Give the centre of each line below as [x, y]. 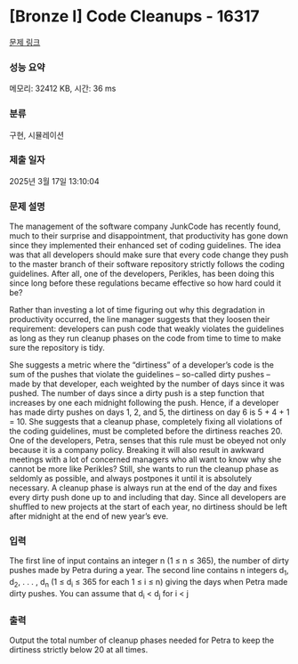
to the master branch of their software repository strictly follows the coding [147, 264]
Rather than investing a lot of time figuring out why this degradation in [137, 310]
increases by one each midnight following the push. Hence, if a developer [144, 403]
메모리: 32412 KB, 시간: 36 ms [63, 89]
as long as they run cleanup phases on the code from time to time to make [145, 338]
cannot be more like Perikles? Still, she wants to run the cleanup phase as [144, 469]
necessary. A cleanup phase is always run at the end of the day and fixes [143, 488]
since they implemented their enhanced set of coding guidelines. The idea [145, 246]
